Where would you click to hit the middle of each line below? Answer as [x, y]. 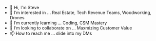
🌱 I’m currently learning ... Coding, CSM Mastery [58, 23]
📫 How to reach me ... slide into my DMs [51, 33]
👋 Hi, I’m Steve [24, 7]
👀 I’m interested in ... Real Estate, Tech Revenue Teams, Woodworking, [80, 13]
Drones [17, 18]
